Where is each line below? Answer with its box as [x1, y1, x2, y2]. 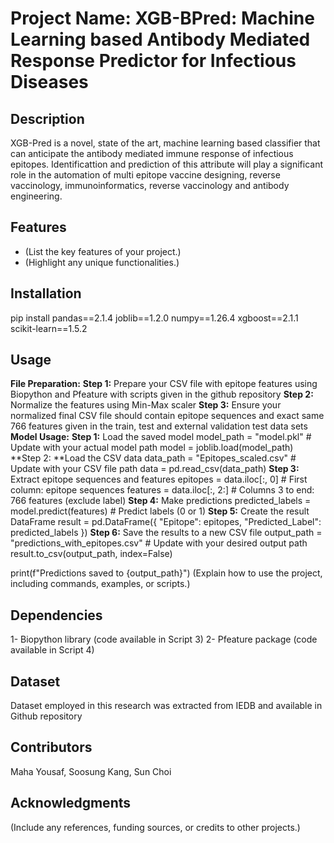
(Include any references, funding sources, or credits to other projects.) [10, 821, 301, 833]
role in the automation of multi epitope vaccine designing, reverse [10, 169, 281, 181]
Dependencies [10, 607, 103, 624]
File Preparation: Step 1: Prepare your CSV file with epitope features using [10, 378, 318, 390]
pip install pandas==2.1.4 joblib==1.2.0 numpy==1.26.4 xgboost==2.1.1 [10, 312, 299, 324]
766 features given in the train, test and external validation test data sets [10, 420, 308, 432]
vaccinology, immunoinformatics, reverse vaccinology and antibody [10, 180, 290, 191]
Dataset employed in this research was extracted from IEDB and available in [10, 700, 323, 712]
